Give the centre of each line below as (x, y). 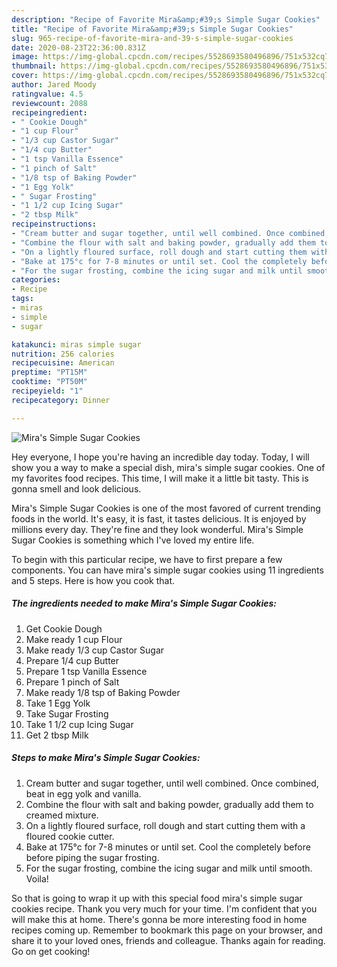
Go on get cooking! (51, 951)
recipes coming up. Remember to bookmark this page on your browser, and (167, 930)
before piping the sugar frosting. (92, 857)
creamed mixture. (62, 815)
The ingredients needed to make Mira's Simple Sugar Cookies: (144, 603)
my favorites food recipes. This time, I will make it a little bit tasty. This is (160, 478)
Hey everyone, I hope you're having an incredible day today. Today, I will (160, 457)
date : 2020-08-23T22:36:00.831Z (78, 47)
